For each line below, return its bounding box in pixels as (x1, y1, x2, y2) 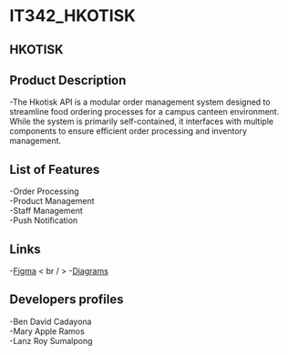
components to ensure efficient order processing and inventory (9, 126, 248, 137)
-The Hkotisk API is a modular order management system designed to (9, 96, 271, 107)
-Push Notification (9, 215, 78, 226)
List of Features (9, 161, 100, 177)
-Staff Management (9, 206, 84, 217)
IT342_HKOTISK (9, 5, 137, 26)
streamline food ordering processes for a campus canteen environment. (9, 106, 280, 117)
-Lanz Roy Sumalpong (9, 335, 93, 346)
